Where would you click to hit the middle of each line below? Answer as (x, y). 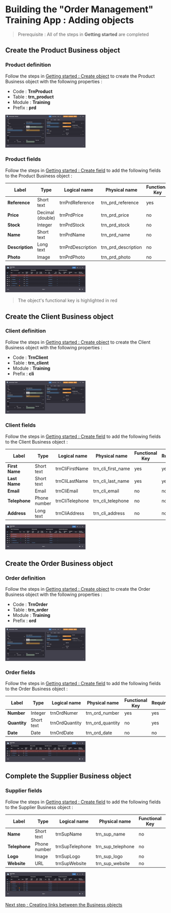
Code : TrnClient (30, 357)
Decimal (46, 212)
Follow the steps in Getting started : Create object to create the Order (78, 589)
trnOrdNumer (64, 713)
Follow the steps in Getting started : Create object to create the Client (78, 342)
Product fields (23, 159)
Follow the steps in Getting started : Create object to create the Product (80, 76)
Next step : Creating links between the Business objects (64, 905)
